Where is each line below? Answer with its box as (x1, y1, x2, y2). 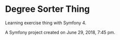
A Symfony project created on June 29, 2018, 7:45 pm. (5, 29, 116, 35)
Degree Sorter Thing (5, 3, 90, 15)
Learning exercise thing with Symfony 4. (5, 20, 87, 26)
